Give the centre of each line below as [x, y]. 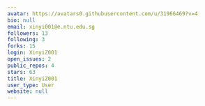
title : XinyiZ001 [32, 78]
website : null [28, 91]
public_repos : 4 [31, 66]
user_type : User [31, 85]
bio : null [22, 20]
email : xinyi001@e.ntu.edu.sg [51, 26]
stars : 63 [22, 72]
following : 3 [26, 40]
